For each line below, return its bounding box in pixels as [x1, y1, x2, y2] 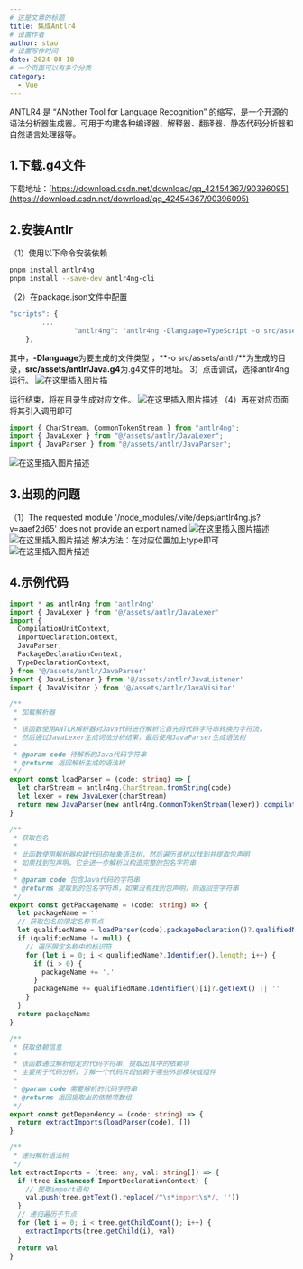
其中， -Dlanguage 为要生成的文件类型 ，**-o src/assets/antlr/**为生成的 [9, 352, 279, 363]
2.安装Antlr [9, 222, 74, 237]
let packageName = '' [17, 909, 99, 918]
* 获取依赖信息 [13, 1042, 62, 1051]
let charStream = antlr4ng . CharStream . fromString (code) [17, 783, 232, 792]
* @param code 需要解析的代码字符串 [13, 1084, 138, 1093]
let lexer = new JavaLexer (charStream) [17, 792, 168, 801]
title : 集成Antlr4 [9, 22, 76, 31]
